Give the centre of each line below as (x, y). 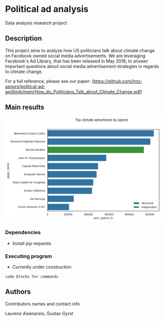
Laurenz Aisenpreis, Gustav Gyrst (39, 313)
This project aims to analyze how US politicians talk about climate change (80, 50)
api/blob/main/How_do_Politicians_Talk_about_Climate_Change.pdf (73, 92)
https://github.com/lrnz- (118, 81)
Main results (25, 107)
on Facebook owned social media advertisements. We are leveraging (75, 56)
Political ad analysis (47, 9)
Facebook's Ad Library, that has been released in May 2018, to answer (77, 61)
